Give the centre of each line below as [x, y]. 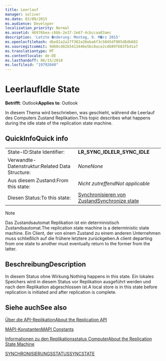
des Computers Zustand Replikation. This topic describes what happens [78, 118]
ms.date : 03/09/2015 [26, 19]
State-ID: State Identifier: [36, 152]
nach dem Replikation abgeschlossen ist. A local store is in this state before [81, 287]
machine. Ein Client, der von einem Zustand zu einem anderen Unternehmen [83, 233]
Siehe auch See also [36, 308]
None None [91, 166]
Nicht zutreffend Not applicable [114, 183]
